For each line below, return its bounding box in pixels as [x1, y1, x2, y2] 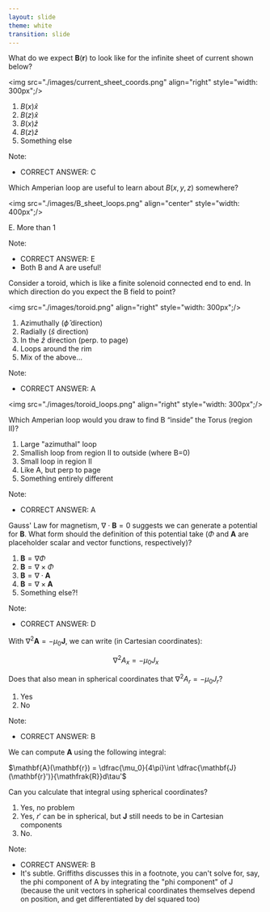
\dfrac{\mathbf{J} [176, 763, 237, 772]
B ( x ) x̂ [19, 102, 39, 111]
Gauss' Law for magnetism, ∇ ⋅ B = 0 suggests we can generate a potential [8, 521, 258, 531]
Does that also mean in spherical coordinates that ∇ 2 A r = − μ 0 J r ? [8, 673, 223, 686]
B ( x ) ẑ [19, 119, 39, 128]
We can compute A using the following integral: [8, 747, 167, 757]
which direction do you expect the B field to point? [8, 287, 176, 296]
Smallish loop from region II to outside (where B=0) [19, 448, 191, 458]
